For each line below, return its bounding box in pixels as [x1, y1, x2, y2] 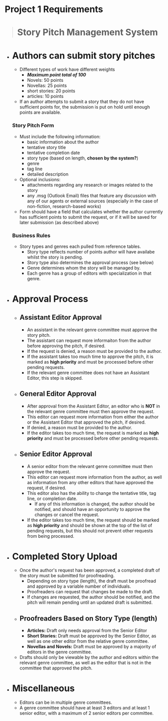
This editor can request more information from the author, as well [27, 474, 162, 480]
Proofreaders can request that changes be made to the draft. [27, 589, 154, 595]
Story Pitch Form [12, 122, 54, 129]
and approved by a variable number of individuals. [27, 583, 131, 589]
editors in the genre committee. [27, 649, 93, 655]
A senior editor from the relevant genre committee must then [27, 463, 153, 469]
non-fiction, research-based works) [27, 203, 102, 209]
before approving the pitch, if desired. [27, 342, 106, 349]
